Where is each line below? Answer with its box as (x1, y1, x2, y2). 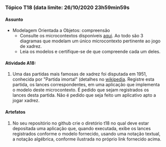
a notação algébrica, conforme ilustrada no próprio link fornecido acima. (12, 136, 162, 142)
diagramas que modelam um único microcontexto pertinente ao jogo (19, 38, 161, 44)
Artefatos (5, 109, 26, 115)
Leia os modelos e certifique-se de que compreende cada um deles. (19, 49, 161, 55)
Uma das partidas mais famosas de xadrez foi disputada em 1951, (12, 71, 147, 77)
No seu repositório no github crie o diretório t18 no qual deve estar (12, 120, 149, 126)
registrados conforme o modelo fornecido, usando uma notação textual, (12, 131, 161, 137)
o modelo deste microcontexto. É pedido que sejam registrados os (12, 87, 149, 93)
